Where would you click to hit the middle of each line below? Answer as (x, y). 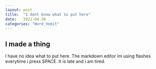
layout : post (19, 10)
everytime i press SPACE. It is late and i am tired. (55, 61)
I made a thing (28, 44)
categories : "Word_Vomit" (32, 24)
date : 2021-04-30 (26, 19)
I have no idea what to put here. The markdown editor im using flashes (78, 56)
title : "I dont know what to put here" (48, 14)
